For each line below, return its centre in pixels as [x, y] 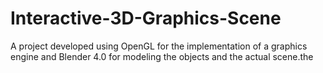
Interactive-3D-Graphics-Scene [146, 18]
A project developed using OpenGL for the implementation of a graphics [159, 46]
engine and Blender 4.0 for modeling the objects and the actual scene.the [162, 56]
